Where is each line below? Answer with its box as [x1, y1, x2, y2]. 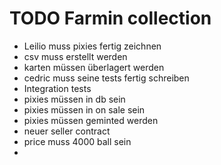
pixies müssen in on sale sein [23, 103, 146, 116]
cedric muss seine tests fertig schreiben [23, 72, 190, 84]
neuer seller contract [23, 125, 111, 137]
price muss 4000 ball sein [23, 135, 132, 147]
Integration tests [23, 82, 92, 94]
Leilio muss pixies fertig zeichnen [23, 40, 162, 52]
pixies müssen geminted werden [23, 114, 159, 126]
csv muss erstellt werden [23, 50, 128, 62]
